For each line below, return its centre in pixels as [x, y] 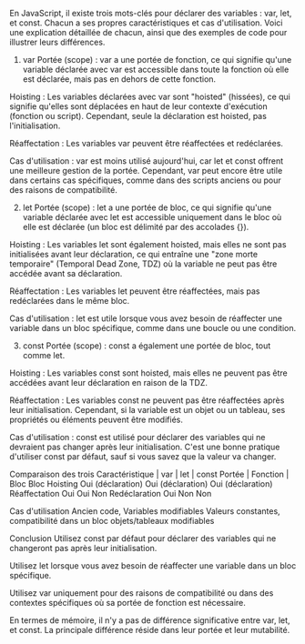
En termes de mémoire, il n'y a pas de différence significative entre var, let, [150, 620]
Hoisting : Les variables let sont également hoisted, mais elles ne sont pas [148, 244]
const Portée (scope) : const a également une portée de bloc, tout [147, 346]
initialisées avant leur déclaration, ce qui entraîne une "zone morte [133, 254]
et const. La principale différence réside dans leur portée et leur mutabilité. [150, 630]
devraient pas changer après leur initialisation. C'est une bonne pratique [145, 447]
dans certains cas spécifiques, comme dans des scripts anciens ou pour [146, 180]
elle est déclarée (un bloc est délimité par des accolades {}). [136, 227]
